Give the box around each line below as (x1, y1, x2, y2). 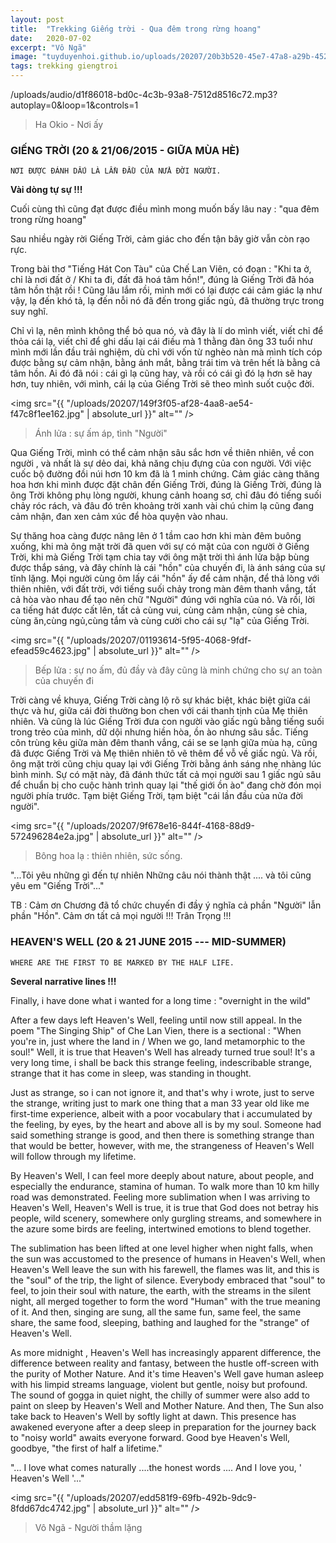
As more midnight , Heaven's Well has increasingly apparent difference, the (10, 1346, 322, 1358)
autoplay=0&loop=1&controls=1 (10, 99, 139, 111)
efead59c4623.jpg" (10, 645, 92, 657)
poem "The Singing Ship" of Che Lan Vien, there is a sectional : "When (10, 1024, 302, 1036)
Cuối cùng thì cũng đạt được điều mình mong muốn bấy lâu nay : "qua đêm (10, 203, 320, 215)
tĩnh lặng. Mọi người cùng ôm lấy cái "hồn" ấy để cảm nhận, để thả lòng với (10, 572, 320, 585)
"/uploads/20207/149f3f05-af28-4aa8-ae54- (66, 397, 254, 410)
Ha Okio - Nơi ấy (34, 119, 104, 130)
